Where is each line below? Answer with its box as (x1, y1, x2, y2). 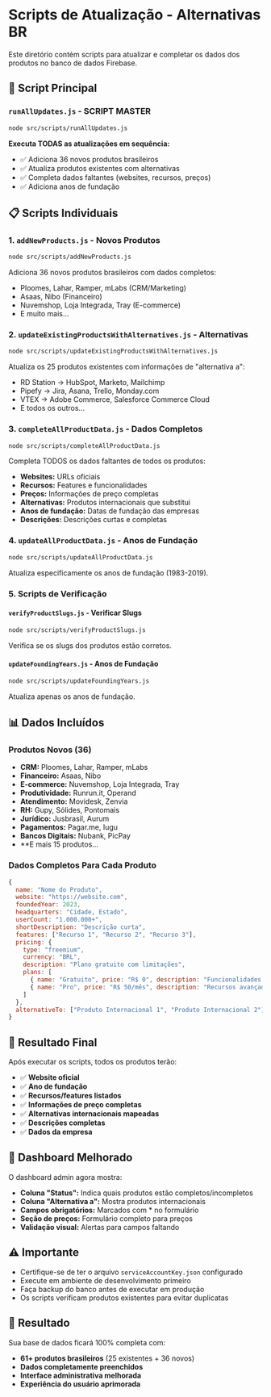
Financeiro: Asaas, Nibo (19, 771, 102, 780)
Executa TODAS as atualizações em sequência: (8, 139, 170, 148)
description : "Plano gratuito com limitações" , (23, 960, 186, 969)
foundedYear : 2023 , (15, 901, 81, 909)
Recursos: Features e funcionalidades (19, 480, 148, 490)
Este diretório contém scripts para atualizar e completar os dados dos (8, 49, 240, 59)
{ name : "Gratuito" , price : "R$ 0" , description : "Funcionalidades (29, 976, 262, 984)
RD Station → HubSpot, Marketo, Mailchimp (19, 378, 165, 387)
